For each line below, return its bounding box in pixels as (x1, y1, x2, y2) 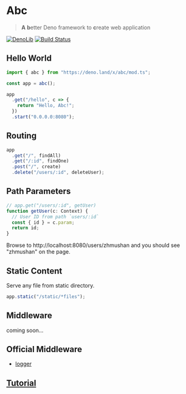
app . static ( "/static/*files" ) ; (6, 293, 86, 300)
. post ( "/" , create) (12, 164, 61, 170)
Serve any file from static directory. (6, 282, 95, 289)
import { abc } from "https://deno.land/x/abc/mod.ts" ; (6, 69, 151, 75)
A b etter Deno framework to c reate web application (21, 24, 151, 31)
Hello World (6, 53, 52, 64)
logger (15, 360, 32, 368)
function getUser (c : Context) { (6, 208, 88, 214)
